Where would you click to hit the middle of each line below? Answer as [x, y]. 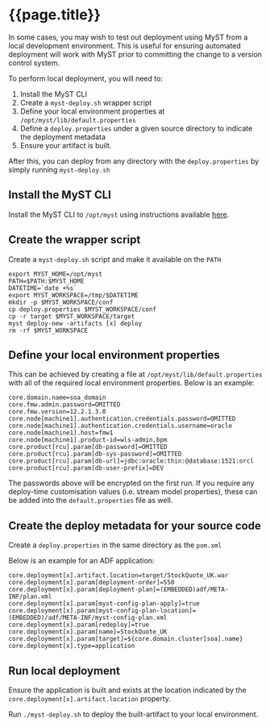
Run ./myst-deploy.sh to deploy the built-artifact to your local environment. [133, 714]
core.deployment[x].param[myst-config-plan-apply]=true [104, 604]
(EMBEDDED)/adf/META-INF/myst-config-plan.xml [88, 618]
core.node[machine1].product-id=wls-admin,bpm [88, 440]
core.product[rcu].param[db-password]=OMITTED [88, 447]
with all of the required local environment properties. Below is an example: [131, 383]
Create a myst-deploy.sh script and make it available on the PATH [115, 259]
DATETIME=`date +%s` [43, 288]
